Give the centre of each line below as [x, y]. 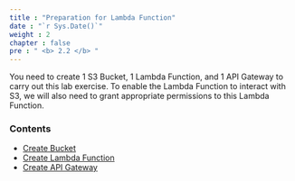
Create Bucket [49, 149]
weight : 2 [30, 34]
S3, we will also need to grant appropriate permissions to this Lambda [139, 96]
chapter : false [40, 43]
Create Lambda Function [68, 158]
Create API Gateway [60, 167]
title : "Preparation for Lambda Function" [93, 18]
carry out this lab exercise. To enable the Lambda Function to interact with [148, 86]
